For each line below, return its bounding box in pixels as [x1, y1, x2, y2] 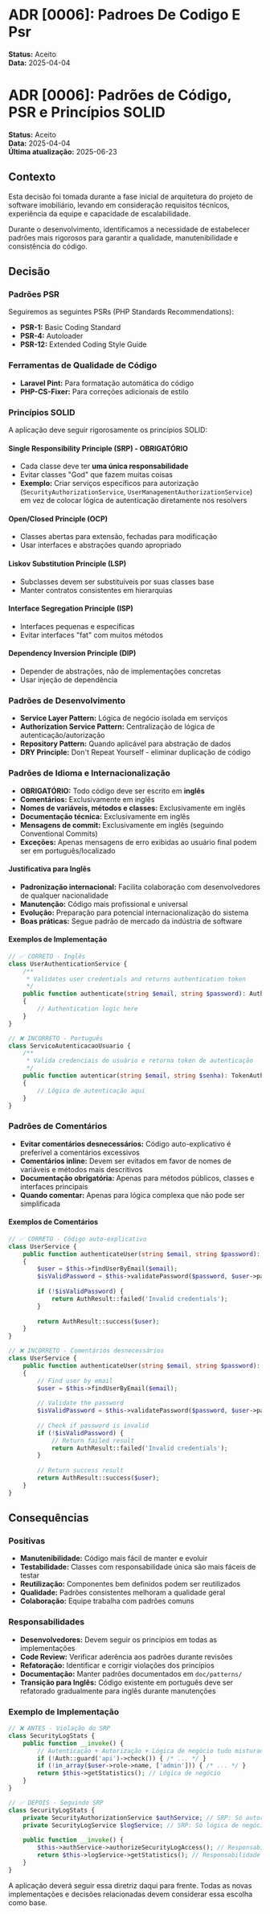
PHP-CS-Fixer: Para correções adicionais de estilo [19, 386, 189, 396]
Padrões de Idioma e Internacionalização [8, 768, 171, 779]
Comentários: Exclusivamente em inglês [19, 794, 155, 804]
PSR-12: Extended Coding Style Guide [19, 340, 147, 349]
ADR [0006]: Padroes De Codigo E [8, 6, 241, 24]
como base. [8, 1897, 48, 1908]
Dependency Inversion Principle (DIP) [8, 648, 137, 658]
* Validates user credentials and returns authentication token [26, 975, 247, 983]
